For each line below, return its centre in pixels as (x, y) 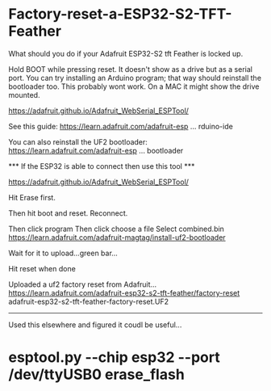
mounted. (24, 95)
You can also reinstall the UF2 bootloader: (78, 141)
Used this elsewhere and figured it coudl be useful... (95, 325)
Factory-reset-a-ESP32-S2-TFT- (120, 14)
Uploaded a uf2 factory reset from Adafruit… (83, 284)
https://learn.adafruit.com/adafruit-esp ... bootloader (96, 150)
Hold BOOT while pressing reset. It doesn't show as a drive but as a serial (130, 69)
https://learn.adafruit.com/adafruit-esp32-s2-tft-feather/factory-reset (124, 292)
